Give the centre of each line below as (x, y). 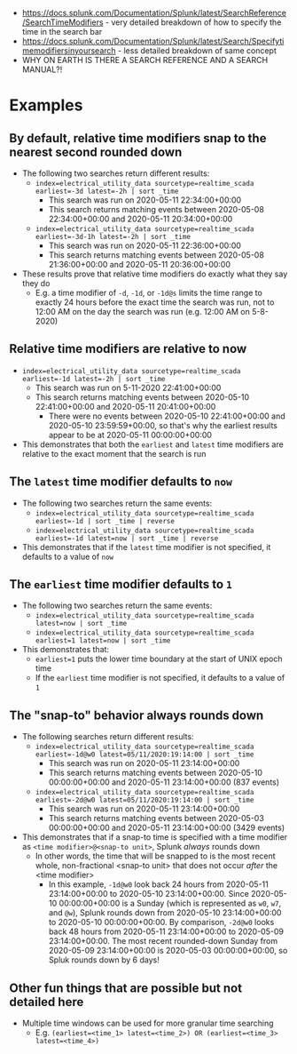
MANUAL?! (42, 69)
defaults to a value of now (68, 556)
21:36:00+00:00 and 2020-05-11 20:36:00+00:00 (140, 264)
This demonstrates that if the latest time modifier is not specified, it (146, 547)
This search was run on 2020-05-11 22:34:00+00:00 (145, 200)
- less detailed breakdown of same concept (198, 51)
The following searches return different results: (108, 737)
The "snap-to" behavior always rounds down (137, 715)
